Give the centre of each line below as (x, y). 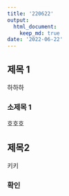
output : (18, 20)
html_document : (35, 26)
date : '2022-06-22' (35, 40)
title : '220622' (30, 14)
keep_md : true (40, 33)
